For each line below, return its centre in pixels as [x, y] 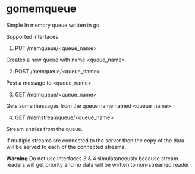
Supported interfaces [32, 36]
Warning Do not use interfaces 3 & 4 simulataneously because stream [92, 158]
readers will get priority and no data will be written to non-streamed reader [98, 164]
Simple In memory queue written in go [53, 25]
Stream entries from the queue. [45, 129]
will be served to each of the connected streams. [66, 147]
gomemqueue [41, 9]
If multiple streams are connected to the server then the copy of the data [95, 140]
